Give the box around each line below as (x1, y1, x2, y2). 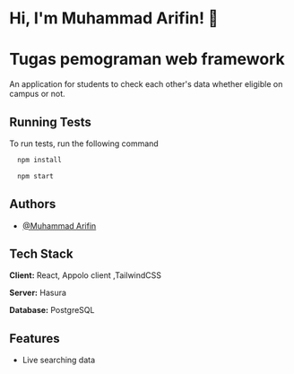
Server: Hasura (9, 287, 67, 299)
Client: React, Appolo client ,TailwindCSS (9, 270, 162, 281)
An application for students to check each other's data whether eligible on (9, 79, 283, 90)
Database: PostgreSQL (9, 305, 95, 316)
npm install (17, 155, 63, 164)
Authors (9, 196, 56, 212)
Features (9, 331, 60, 346)
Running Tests (9, 114, 91, 129)
